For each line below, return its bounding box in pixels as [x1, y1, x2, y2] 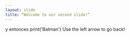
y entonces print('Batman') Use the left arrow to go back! [5, 26, 125, 32]
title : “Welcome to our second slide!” [5, 12, 90, 17]
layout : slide [5, 7, 36, 13]
